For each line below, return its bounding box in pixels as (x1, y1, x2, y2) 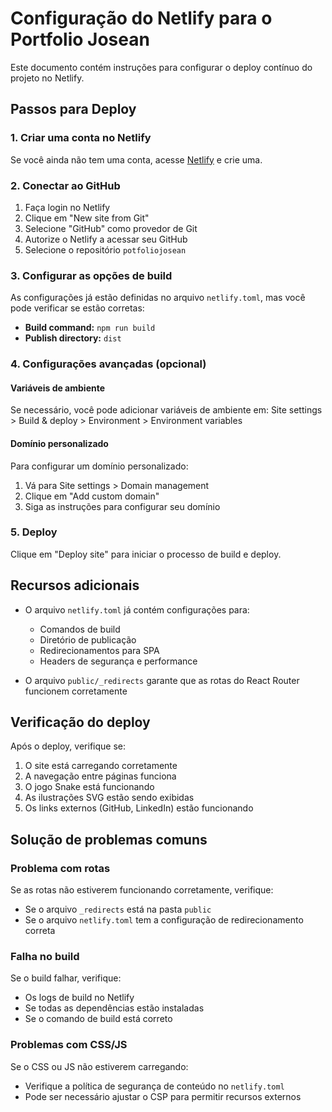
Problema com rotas (10, 861, 111, 875)
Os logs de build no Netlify (24, 992, 135, 1004)
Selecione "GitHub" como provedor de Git (24, 222, 198, 234)
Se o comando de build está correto (24, 1013, 173, 1025)
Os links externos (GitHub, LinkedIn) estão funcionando (24, 802, 254, 814)
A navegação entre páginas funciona (24, 770, 177, 782)
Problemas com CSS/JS (10, 1038, 128, 1052)
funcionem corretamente (24, 685, 128, 697)
